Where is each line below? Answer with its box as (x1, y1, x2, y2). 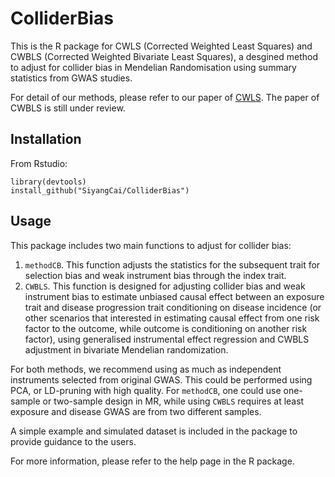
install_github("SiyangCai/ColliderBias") (10, 185, 190, 196)
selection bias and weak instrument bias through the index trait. (24, 269, 287, 281)
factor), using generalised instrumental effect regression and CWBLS (24, 333, 310, 345)
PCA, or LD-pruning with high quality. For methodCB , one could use (10, 384, 282, 396)
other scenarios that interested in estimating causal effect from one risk (24, 312, 320, 324)
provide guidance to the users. (10, 435, 137, 447)
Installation (10, 131, 82, 148)
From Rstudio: (10, 157, 68, 169)
